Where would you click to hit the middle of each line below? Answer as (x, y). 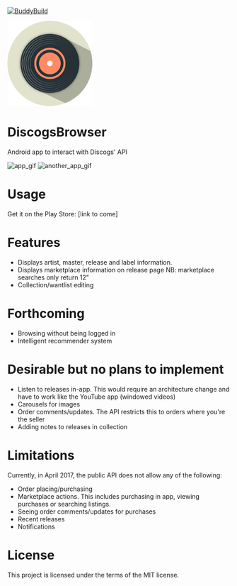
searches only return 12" (53, 277)
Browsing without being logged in (67, 333)
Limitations (41, 455)
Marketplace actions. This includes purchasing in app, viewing (109, 496)
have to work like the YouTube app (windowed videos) (97, 397)
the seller (31, 419)
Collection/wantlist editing (56, 284)
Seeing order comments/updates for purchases (87, 512)
